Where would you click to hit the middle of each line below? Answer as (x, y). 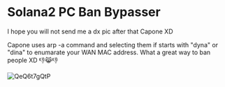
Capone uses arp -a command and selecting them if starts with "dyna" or (113, 45)
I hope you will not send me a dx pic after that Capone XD (90, 31)
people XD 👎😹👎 (32, 60)
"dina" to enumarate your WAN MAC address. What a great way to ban (109, 52)
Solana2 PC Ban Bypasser (84, 12)
